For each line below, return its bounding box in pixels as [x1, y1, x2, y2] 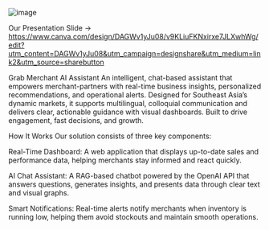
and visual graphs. [8, 188, 70, 197]
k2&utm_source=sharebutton [8, 57, 104, 67]
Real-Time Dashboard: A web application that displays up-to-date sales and [8, 147, 259, 156]
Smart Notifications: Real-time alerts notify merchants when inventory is [8, 203, 247, 213]
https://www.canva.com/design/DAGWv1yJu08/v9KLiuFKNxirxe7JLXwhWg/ [8, 32, 259, 41]
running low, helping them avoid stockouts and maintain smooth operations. [8, 212, 259, 221]
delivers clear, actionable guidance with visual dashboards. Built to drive [8, 107, 247, 117]
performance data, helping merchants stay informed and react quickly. [8, 155, 243, 165]
